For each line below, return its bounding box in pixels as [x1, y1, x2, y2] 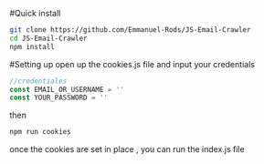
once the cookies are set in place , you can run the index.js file [9, 144, 245, 155]
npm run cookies [9, 128, 71, 137]
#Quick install [9, 8, 61, 18]
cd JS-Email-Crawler [9, 34, 89, 43]
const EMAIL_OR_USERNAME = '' [9, 85, 125, 94]
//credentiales [9, 77, 68, 86]
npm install [9, 42, 55, 51]
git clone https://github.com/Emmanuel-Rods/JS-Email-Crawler [9, 26, 251, 35]
